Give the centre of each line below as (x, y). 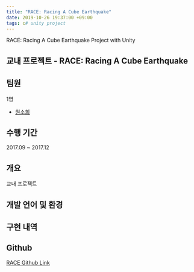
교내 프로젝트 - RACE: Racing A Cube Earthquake (97, 61)
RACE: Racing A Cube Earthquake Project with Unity (71, 40)
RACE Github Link (28, 262)
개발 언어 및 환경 (35, 205)
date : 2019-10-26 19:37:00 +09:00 (50, 18)
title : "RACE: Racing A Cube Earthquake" (59, 12)
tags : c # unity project (36, 23)
